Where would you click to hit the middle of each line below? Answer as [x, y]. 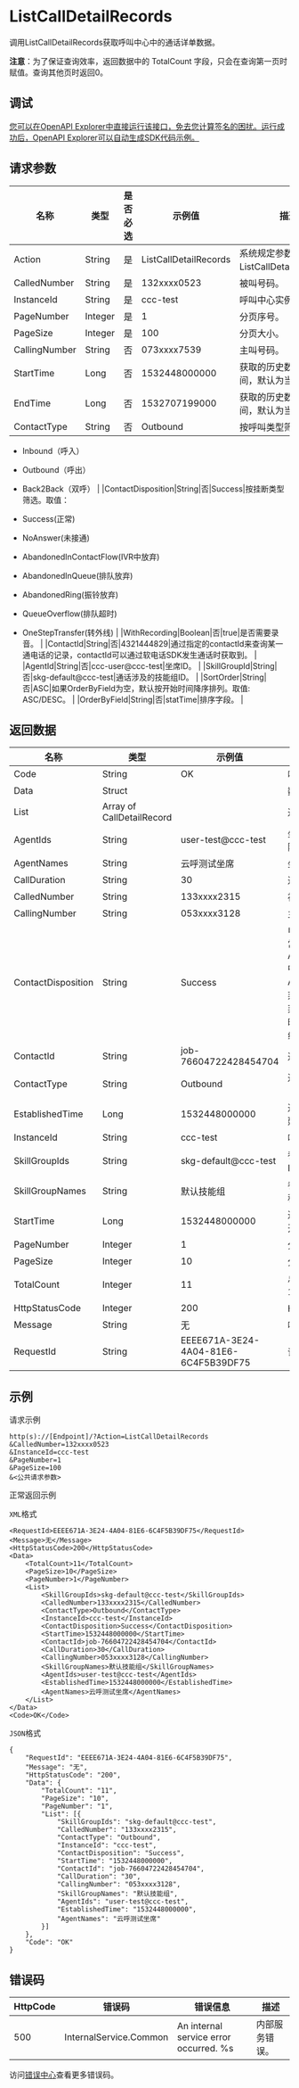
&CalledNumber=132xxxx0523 [59, 1445]
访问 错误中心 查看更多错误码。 [64, 2075]
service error [204, 2037]
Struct [115, 791]
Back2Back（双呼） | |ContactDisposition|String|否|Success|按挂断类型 [153, 489]
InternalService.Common [117, 2037]
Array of [119, 806]
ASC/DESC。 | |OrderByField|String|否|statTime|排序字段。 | [133, 699]
